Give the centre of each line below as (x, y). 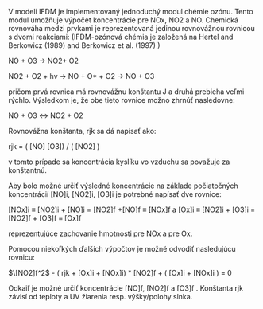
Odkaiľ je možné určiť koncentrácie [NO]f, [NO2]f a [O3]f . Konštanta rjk (126, 288)
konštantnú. (28, 170)
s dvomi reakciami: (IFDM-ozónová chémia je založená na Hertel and (121, 37)
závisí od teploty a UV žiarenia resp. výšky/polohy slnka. (101, 297)
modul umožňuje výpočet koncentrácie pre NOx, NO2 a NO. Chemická (123, 20)
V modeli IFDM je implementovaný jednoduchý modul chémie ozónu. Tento (131, 12)
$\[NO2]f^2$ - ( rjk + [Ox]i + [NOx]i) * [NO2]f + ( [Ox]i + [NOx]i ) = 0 (120, 273)
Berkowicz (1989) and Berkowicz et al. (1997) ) (84, 45)
